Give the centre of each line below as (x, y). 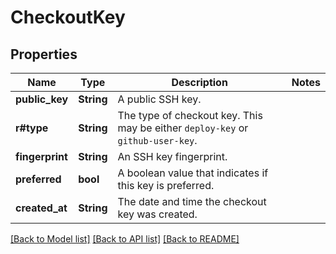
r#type (32, 128)
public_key (42, 99)
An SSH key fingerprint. (172, 156)
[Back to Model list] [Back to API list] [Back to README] (125, 239)
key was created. (157, 214)
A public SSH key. (159, 99)
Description (199, 82)
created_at (41, 208)
